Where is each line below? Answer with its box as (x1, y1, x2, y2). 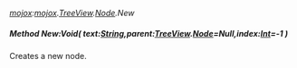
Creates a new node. (9, 50, 88, 61)
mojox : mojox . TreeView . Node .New (9, 8, 135, 18)
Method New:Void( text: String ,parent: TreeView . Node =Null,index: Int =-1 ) (9, 28, 288, 38)
